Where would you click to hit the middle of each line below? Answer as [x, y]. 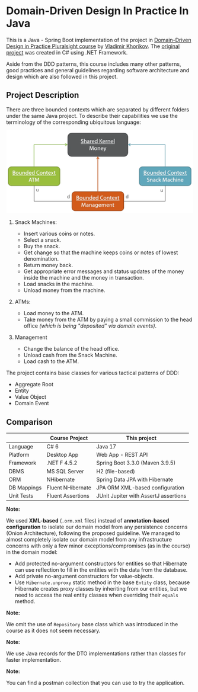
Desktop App [63, 455]
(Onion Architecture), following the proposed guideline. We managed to [93, 533]
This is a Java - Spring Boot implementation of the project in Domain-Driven [99, 40]
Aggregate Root [34, 385]
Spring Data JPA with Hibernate [135, 479]
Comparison [30, 422]
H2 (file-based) [116, 471]
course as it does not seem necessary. [53, 630]
